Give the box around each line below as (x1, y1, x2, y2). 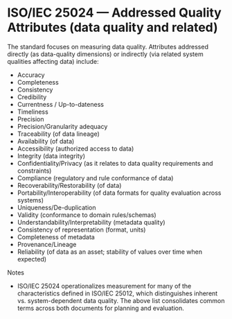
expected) (17, 255, 47, 263)
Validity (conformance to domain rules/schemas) (17, 210, 157, 219)
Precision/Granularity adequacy (17, 122, 108, 130)
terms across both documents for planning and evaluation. (17, 304, 185, 312)
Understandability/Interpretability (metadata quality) (17, 218, 166, 226)
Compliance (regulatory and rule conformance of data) (17, 173, 174, 182)
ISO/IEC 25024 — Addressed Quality (7, 5, 222, 21)
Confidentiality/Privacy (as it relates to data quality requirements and (17, 159, 213, 167)
